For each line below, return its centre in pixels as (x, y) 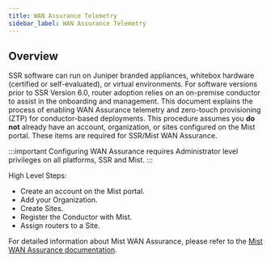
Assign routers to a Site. (60, 226)
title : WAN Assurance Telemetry (63, 16)
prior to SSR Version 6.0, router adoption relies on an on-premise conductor (135, 93)
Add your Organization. (59, 200)
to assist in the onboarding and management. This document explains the (131, 101)
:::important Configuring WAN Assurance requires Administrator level (123, 151)
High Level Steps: (38, 175)
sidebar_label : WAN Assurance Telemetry (78, 23)
